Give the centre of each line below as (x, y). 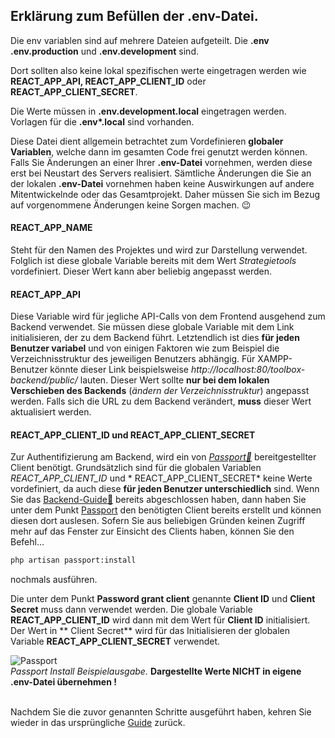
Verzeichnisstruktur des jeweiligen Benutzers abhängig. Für (133, 359)
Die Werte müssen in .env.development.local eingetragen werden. (148, 111)
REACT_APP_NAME (51, 228)
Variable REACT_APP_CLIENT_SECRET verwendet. (115, 641)
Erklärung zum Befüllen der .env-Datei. (134, 16)
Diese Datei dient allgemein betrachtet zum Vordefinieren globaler (147, 141)
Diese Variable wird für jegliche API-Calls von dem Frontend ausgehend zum (168, 316)
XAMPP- (275, 359)
